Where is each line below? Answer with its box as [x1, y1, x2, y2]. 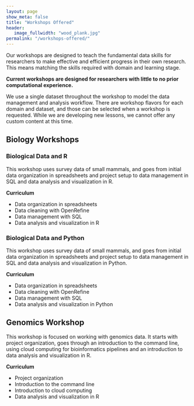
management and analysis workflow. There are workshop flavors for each [6, 99, 183, 106]
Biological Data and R [6, 152, 68, 161]
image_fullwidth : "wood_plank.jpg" [13, 30, 101, 36]
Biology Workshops [6, 135, 79, 145]
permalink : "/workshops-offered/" [6, 36, 91, 41]
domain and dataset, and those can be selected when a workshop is [6, 106, 171, 112]
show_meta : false [6, 14, 49, 20]
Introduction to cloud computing [14, 387, 92, 394]
